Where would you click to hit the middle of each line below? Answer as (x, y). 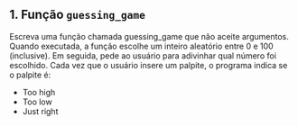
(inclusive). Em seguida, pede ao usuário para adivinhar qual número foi (143, 55)
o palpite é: (30, 75)
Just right (40, 111)
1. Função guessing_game (78, 15)
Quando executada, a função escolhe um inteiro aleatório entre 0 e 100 (141, 46)
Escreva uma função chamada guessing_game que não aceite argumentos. (149, 36)
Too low (37, 102)
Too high (39, 92)
